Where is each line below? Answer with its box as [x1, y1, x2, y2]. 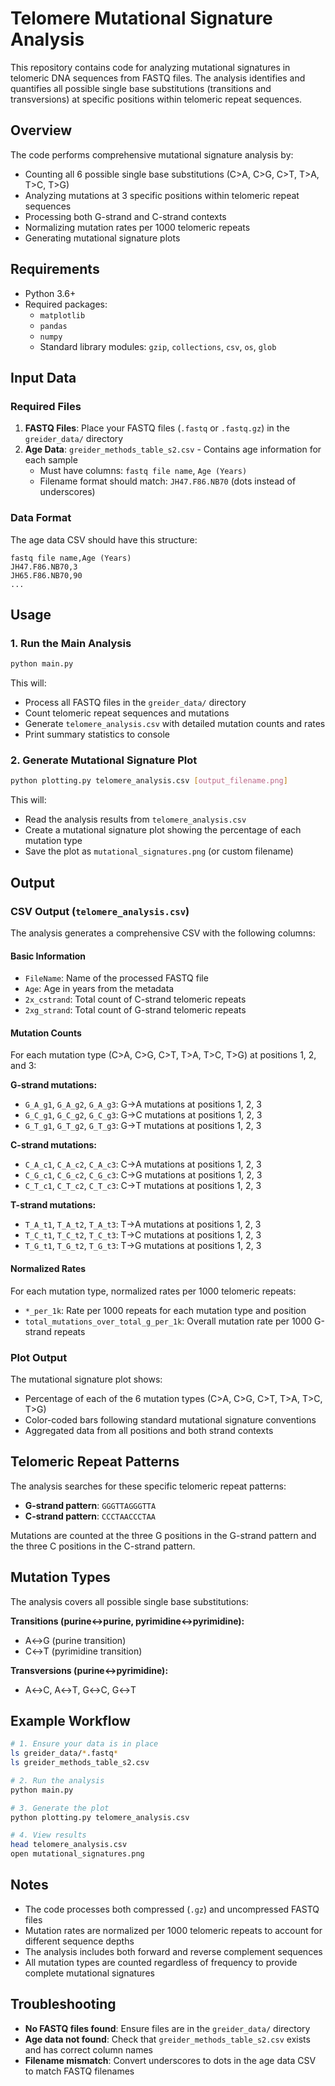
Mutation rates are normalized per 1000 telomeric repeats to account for [24, 1924, 323, 1936]
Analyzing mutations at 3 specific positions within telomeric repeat [24, 189, 300, 201]
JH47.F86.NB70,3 [10, 562, 78, 572]
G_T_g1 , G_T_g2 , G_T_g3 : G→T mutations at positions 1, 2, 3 [24, 1120, 262, 1132]
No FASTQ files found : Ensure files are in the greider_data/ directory [24, 2022, 311, 2034]
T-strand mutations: [10, 1199, 97, 1211]
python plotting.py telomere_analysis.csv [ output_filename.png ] [10, 776, 288, 786]
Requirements [10, 261, 100, 278]
